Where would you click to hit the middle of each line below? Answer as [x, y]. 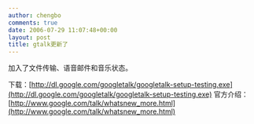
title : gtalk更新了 [38, 45]
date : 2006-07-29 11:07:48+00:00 [63, 30]
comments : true [33, 23]
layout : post [29, 37]
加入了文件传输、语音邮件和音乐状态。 [70, 68]
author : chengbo [35, 15]
